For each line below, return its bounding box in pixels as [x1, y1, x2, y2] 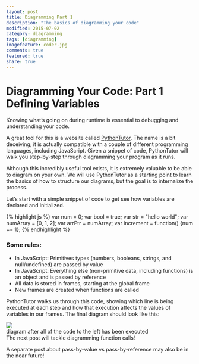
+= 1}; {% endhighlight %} [6, 226, 70, 233]
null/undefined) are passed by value [14, 260, 103, 268]
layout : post [6, 8, 39, 15]
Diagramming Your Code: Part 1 [6, 84, 163, 98]
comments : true [6, 48, 44, 54]
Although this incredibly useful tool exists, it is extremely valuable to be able [6, 165, 192, 172]
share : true [6, 58, 36, 64]
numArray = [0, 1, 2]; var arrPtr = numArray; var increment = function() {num [6, 220, 193, 227]
